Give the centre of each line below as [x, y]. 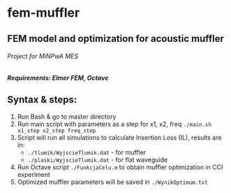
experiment [34, 174]
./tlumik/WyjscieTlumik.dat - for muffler [87, 152]
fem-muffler [44, 13]
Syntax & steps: [42, 100]
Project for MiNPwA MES [43, 56]
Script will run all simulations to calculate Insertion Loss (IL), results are [119, 137]
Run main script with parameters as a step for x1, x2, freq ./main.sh [114, 124]
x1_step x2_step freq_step [57, 130]
